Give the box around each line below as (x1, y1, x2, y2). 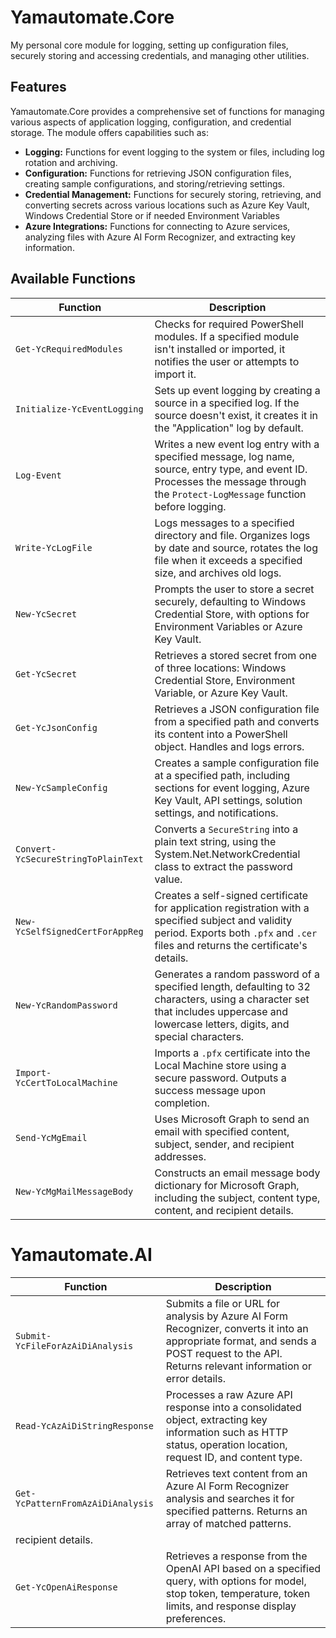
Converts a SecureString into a (154, 822, 299, 836)
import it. (154, 367, 197, 381)
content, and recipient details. (154, 1203, 294, 1217)
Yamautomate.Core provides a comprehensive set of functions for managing (10, 105, 325, 117)
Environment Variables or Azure (154, 619, 303, 633)
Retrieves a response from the (165, 1549, 308, 1563)
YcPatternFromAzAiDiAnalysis (15, 1497, 154, 1509)
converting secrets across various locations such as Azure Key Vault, (24, 199, 310, 211)
